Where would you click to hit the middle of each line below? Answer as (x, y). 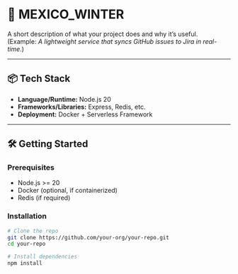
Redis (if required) (44, 198)
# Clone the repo (33, 231)
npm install (25, 263)
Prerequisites (31, 167)
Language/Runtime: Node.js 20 (64, 99)
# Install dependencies (42, 257)
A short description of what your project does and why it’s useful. (103, 34)
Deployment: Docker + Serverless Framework (85, 114)
